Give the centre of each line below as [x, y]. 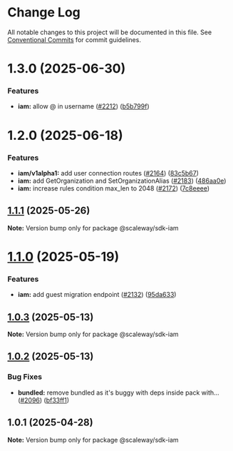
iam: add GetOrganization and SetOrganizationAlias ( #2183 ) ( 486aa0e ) [122, 181]
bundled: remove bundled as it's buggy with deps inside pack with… [118, 392]
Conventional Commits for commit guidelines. [74, 39]
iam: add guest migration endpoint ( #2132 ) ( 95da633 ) [97, 295]
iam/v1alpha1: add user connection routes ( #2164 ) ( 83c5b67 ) [108, 173]
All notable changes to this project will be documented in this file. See [110, 32]
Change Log [44, 12]
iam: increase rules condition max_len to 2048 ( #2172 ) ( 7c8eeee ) [114, 188]
